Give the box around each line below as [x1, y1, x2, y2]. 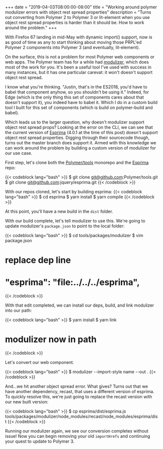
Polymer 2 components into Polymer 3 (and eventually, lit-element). [5, 45, 140, 50]
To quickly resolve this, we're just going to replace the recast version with [5, 394, 152, 400]
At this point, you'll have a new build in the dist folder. [5, 208, 113, 214]
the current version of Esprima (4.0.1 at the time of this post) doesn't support [5, 130, 158, 135]
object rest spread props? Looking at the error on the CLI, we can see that [5, 124, 153, 130]
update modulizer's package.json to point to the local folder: [5, 223, 125, 229]
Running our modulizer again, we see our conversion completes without [5, 428, 149, 434]
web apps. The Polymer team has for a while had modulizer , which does [5, 59, 149, 65]
